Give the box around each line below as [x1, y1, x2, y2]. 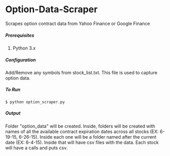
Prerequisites [5, 32, 35, 38]
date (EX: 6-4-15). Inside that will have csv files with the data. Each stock [5, 139, 159, 145]
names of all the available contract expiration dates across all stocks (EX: [5, 128, 159, 135]
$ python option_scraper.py [5, 99, 65, 105]
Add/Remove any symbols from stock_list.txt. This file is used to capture [5, 69, 157, 75]
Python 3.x [12, 45, 36, 51]
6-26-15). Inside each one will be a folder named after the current [18, 134, 157, 140]
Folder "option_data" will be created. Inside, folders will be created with [5, 123, 156, 129]
